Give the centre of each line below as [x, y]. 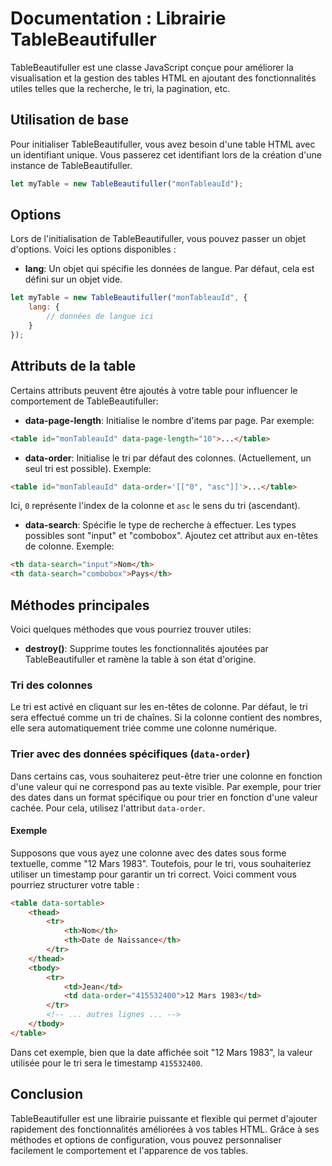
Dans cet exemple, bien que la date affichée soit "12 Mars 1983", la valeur [161, 1052]
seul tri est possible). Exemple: [88, 468]
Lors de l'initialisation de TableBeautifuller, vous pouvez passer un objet [158, 239]
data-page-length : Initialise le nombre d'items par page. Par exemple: [169, 420]
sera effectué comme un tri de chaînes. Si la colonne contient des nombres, [166, 718]
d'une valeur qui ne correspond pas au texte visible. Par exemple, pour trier [166, 786]
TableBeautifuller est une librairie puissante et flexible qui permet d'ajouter [164, 1118]
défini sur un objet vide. [73, 279]
